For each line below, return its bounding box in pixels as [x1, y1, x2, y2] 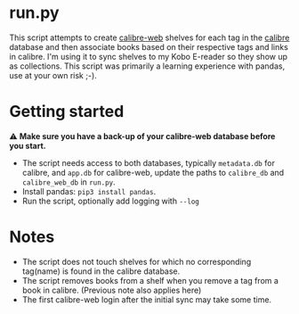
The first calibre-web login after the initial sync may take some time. [21, 293, 272, 305]
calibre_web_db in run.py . [21, 177, 116, 187]
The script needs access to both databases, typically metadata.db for [21, 157, 276, 168]
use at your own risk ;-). [9, 70, 98, 80]
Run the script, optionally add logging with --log [21, 195, 200, 206]
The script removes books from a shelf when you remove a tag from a [21, 275, 279, 285]
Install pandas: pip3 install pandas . [21, 186, 157, 196]
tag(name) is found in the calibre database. [21, 266, 181, 277]
